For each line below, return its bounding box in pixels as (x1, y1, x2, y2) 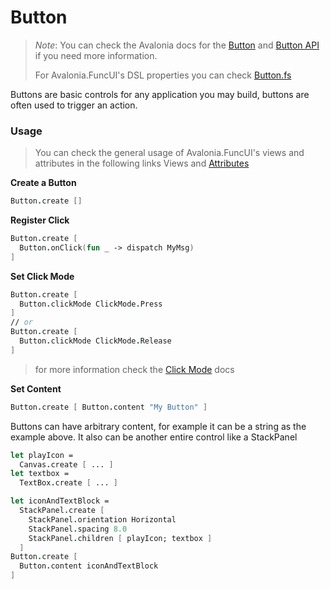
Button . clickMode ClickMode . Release (19, 336, 172, 346)
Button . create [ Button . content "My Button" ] (10, 402, 208, 412)
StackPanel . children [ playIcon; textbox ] (28, 533, 213, 543)
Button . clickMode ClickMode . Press (19, 299, 163, 309)
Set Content (10, 382, 62, 395)
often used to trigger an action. (10, 99, 138, 111)
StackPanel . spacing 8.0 (28, 524, 128, 534)
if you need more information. (34, 49, 158, 61)
